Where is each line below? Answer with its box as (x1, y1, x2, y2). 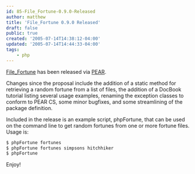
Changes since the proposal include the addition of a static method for (6, 80, 177, 87)
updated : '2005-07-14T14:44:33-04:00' (6, 42, 101, 47)
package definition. (6, 104, 53, 111)
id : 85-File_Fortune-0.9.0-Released (6, 8, 95, 15)
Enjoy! (6, 161, 22, 168)
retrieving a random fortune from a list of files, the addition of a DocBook (6, 86, 182, 93)
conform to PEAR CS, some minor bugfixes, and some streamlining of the (6, 98, 183, 105)
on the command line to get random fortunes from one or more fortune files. (6, 122, 190, 129)
